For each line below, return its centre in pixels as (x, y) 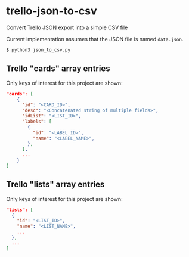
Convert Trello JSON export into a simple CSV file (67, 27)
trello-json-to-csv (52, 11)
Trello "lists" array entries (55, 185)
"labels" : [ (37, 122)
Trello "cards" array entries (58, 69)
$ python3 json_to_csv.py (38, 50)
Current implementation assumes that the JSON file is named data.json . (95, 39)
